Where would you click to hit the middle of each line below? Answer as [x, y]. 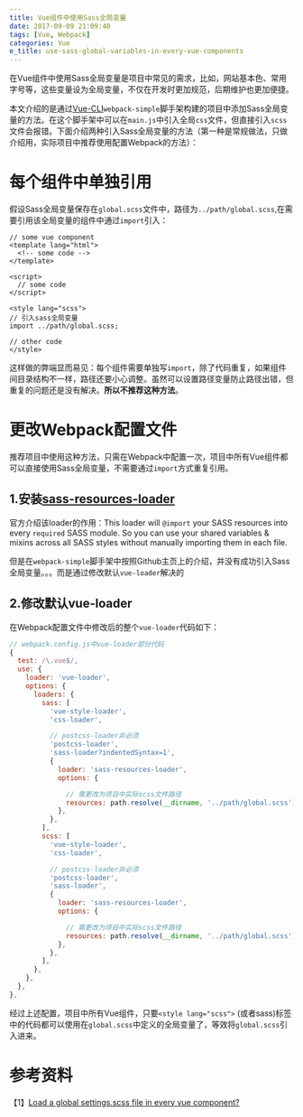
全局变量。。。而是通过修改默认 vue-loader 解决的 [97, 572]
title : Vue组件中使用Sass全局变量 [68, 18]
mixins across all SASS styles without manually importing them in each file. [148, 542]
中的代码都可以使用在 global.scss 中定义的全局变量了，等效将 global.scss [145, 1024]
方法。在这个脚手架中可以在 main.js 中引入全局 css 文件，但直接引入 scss [156, 120]
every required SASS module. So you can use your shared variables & [139, 533]
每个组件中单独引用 [81, 182]
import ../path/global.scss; [64, 326]
